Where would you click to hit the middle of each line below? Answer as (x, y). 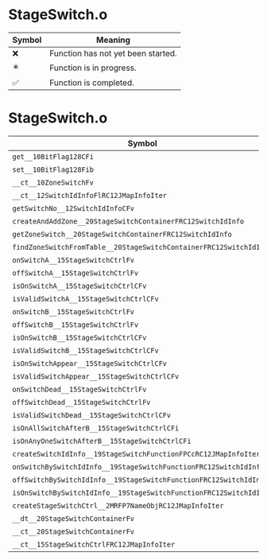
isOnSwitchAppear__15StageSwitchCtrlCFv (89, 363)
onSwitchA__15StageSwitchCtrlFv (74, 260)
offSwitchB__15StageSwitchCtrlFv (75, 325)
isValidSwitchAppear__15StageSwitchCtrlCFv (96, 376)
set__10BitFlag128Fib (53, 169)
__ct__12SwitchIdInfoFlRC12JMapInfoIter (89, 195)
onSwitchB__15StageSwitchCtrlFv (74, 311)
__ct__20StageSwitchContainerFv (74, 531)
